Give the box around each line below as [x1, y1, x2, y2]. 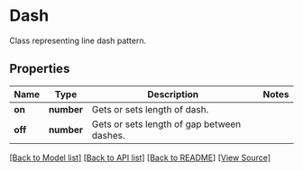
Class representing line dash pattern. [9, 35, 147, 46]
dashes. [91, 129, 126, 141]
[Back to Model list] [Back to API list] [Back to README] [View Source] [9, 152, 271, 163]
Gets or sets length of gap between [91, 118, 242, 130]
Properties [9, 61, 70, 76]
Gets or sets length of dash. [91, 103, 209, 115]
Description [147, 87, 199, 100]
